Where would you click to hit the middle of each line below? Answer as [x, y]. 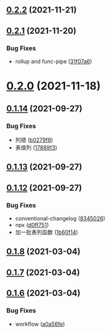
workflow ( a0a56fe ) [40, 324]
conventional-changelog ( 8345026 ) [60, 218]
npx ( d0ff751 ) [32, 225]
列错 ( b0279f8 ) [34, 140]
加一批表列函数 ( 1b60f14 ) [46, 232]
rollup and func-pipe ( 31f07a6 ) [54, 62]
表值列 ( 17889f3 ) [36, 147]
